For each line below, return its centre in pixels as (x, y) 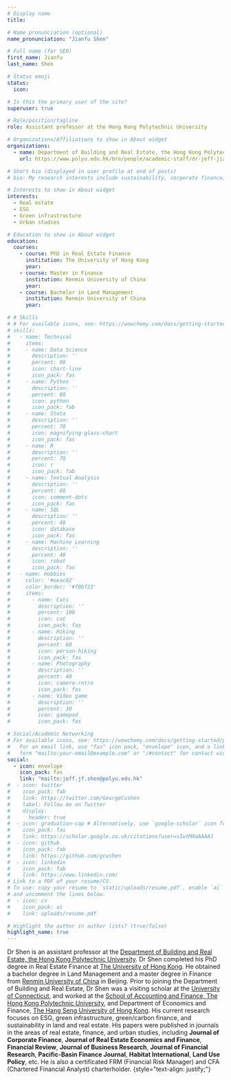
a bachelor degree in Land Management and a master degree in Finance (109, 974)
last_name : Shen (30, 64)
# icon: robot (37, 561)
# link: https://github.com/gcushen (64, 856)
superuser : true (30, 108)
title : (16, 20)
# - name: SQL (33, 510)
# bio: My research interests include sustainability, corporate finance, (117, 178)
